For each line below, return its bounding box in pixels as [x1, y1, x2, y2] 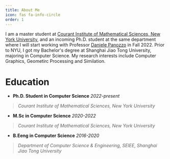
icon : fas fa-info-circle [5, 12, 60, 17]
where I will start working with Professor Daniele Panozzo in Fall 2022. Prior [5, 42, 165, 48]
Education [5, 76, 50, 87]
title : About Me [5, 7, 40, 13]
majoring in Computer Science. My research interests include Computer [5, 53, 157, 59]
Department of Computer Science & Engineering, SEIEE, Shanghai [17, 143, 157, 149]
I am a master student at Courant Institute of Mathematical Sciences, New [5, 31, 161, 37]
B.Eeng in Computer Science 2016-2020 [12, 132, 100, 139]
